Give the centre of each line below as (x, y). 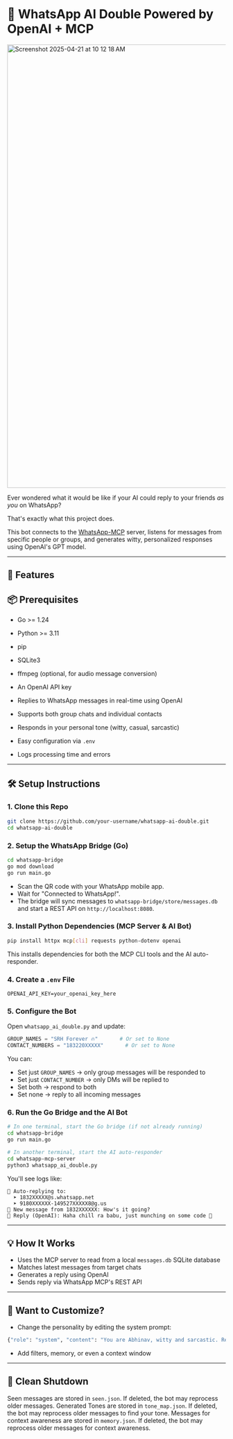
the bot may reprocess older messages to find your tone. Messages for (109, 1413)
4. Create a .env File (41, 979)
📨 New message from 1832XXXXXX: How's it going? (79, 1209)
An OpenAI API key (44, 687)
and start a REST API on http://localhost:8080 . (86, 908)
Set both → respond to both (57, 1087)
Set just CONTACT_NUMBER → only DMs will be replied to (93, 1080)
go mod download (31, 866)
